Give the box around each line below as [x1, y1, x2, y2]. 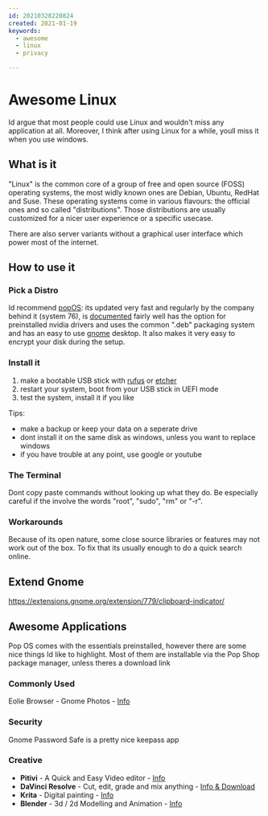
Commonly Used [8, 678, 75, 689]
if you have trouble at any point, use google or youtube [19, 449, 203, 459]
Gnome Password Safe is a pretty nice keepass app [8, 735, 179, 744]
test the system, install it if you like [19, 392, 134, 402]
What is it [8, 158, 57, 171]
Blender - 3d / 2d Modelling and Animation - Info [19, 798, 183, 808]
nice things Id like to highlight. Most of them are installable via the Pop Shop [8, 649, 260, 659]
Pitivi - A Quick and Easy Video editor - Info [19, 773, 166, 782]
